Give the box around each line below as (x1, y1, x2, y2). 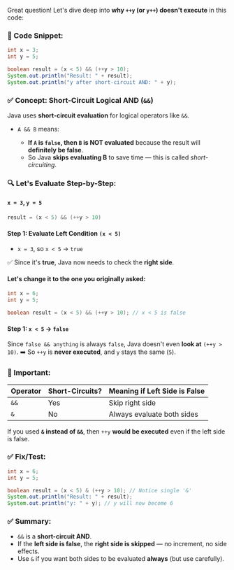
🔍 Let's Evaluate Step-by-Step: (7, 178, 117, 188)
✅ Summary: (7, 517, 52, 527)
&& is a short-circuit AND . (17, 532, 92, 541)
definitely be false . (27, 145, 84, 154)
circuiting (27, 160, 55, 169)
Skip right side (108, 398, 156, 408)
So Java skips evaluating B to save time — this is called (27, 153, 189, 162)
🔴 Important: (7, 368, 51, 378)
